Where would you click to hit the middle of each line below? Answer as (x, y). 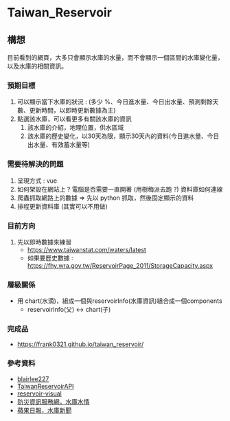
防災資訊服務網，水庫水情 (53, 401)
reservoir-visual (39, 394)
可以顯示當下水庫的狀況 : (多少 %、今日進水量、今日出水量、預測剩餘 (115, 102)
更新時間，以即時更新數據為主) (72, 111)
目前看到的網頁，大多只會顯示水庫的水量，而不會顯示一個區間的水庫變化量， (115, 57)
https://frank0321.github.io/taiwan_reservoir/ (80, 344)
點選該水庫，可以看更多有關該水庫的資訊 (74, 119)
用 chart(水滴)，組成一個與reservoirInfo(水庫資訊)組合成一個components (119, 301)
